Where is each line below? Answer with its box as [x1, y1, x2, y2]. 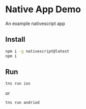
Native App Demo [5, 4, 81, 15]
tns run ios [5, 81, 31, 86]
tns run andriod [5, 100, 40, 105]
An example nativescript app [5, 20, 65, 26]
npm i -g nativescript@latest [5, 48, 70, 54]
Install [5, 35, 25, 44]
